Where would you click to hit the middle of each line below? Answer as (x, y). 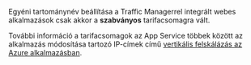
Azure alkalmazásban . (45, 53)
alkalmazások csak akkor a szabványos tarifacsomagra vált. (109, 20)
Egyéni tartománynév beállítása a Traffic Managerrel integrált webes (122, 12)
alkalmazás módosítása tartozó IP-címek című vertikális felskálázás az (125, 44)
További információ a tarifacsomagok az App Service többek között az (125, 36)
